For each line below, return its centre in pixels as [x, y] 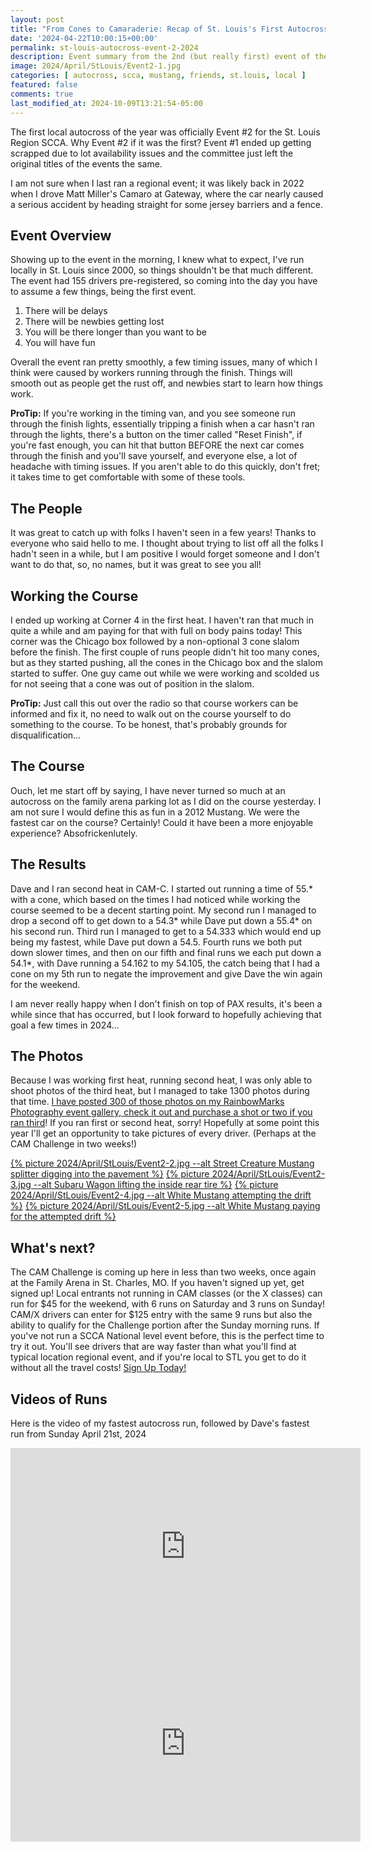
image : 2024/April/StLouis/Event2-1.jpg [96, 66]
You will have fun [60, 343]
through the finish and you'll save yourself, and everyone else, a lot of [154, 456]
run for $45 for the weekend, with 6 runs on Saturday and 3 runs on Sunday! [168, 1304]
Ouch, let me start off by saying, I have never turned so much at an [148, 790]
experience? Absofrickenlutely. [74, 833]
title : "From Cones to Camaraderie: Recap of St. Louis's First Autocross [169, 29]
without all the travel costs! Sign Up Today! [98, 1368]
